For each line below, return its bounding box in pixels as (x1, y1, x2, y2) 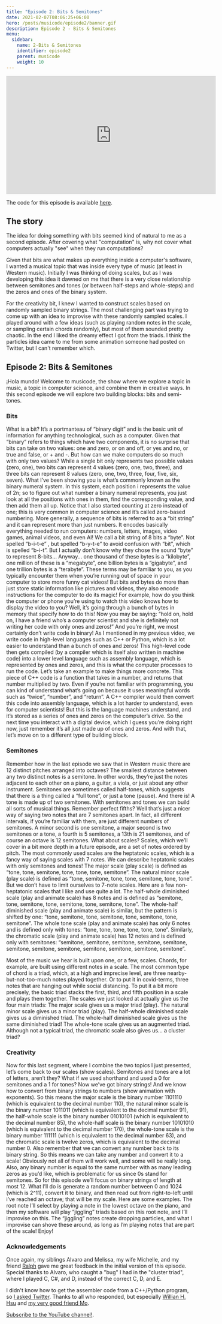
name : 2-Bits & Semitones (17, 43, 82, 49)
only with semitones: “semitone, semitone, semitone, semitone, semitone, (6, 938, 187, 945)
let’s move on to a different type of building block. (6, 731, 129, 738)
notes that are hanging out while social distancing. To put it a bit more (6, 982, 178, 989)
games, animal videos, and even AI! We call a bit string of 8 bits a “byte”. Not (6, 534, 195, 541)
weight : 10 (17, 59, 44, 65)
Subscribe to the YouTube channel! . (6, 1311, 95, 1319)
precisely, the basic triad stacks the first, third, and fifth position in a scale (6, 988, 188, 996)
